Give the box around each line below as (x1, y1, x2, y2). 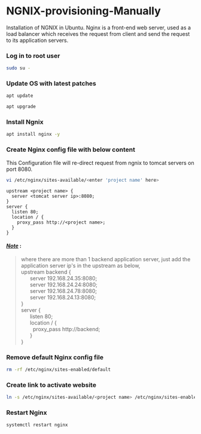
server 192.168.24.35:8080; (29, 274, 98, 282)
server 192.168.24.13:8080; (29, 294, 96, 301)
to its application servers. (6, 36, 69, 44)
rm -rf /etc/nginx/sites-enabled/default (6, 366, 111, 372)
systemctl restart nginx (6, 422, 68, 428)
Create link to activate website (6, 381, 97, 389)
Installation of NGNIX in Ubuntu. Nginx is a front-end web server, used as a (6, 24, 191, 31)
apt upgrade (6, 103, 36, 110)
